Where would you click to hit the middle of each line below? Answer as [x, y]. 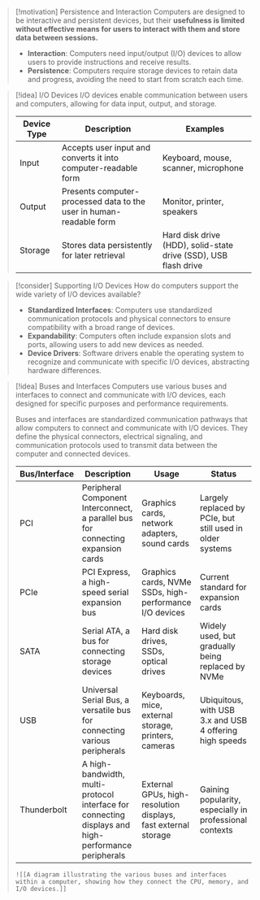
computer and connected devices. [73, 454]
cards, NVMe [166, 582]
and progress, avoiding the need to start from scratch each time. [136, 79]
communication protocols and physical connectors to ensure [129, 319]
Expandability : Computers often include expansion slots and [129, 336]
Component [104, 498]
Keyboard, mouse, [197, 158]
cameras [158, 746]
